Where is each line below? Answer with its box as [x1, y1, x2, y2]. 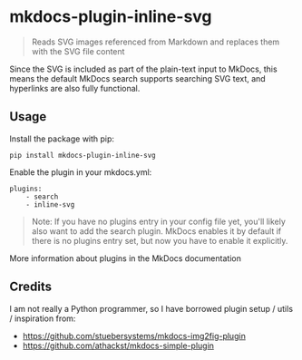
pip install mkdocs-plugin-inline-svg [9, 151, 156, 160]
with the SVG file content [31, 45, 125, 56]
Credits [9, 279, 53, 295]
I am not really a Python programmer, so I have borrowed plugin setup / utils [9, 303, 293, 314]
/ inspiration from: [9, 313, 76, 324]
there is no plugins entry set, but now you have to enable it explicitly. [31, 235, 288, 246]
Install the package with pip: [9, 133, 115, 144]
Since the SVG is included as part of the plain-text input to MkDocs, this [9, 63, 278, 74]
